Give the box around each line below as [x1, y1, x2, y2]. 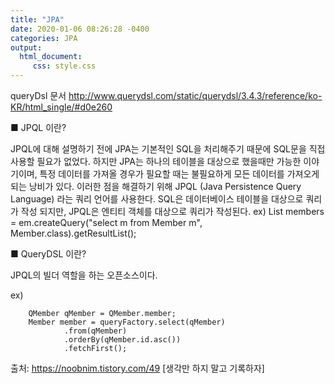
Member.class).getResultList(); [10, 227, 137, 239]
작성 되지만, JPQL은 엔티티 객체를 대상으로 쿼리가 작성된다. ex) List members [20, 206, 325, 217]
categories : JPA [10, 33, 78, 43]
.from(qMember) [63, 326, 128, 336]
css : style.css [32, 61, 97, 71]
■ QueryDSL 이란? [10, 248, 87, 260]
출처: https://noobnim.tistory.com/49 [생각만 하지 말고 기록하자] [10, 362, 265, 374]
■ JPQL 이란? [10, 122, 67, 133]
